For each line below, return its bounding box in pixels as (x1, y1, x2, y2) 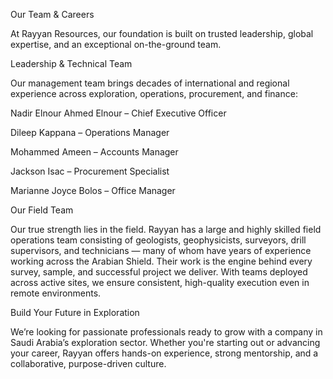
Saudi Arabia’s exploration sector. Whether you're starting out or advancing (10, 337, 321, 348)
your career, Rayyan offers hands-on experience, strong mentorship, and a (10, 347, 319, 359)
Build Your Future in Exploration (10, 307, 140, 318)
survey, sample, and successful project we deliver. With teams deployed (10, 266, 308, 278)
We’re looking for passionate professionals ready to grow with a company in (10, 326, 323, 338)
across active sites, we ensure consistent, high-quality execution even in (10, 277, 310, 288)
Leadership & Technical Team (10, 58, 133, 69)
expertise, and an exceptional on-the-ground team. (10, 39, 222, 50)
